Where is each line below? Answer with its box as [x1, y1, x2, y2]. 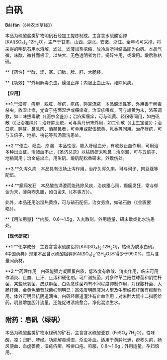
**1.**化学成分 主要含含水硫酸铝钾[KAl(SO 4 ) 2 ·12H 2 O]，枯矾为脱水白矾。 [5, 243, 157, 251]
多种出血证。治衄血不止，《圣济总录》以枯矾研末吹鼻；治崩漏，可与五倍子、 [5, 149, 160, 155]
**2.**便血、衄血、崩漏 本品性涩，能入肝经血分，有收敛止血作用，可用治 [5, 143, 159, 149]
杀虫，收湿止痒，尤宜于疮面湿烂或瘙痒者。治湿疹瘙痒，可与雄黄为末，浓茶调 [5, 107, 162, 113]
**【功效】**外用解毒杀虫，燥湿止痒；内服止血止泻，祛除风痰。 [5, 79, 136, 85]
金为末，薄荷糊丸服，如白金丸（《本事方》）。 [5, 188, 94, 194]
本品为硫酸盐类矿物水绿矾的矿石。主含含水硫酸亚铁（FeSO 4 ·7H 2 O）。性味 [5, 330, 155, 337]
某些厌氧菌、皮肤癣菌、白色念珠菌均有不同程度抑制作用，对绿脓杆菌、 [13, 281, 158, 287]
